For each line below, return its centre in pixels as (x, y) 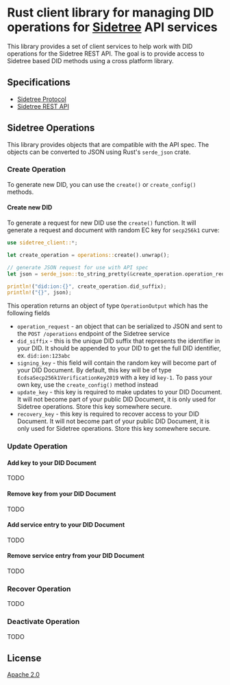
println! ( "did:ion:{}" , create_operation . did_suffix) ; (87, 287)
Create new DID (30, 207)
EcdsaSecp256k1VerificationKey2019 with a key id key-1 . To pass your (115, 378)
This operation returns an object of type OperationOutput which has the (108, 306)
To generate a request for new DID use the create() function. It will (102, 223)
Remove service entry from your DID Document (76, 556)
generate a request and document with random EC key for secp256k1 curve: (114, 230)
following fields (28, 313)
